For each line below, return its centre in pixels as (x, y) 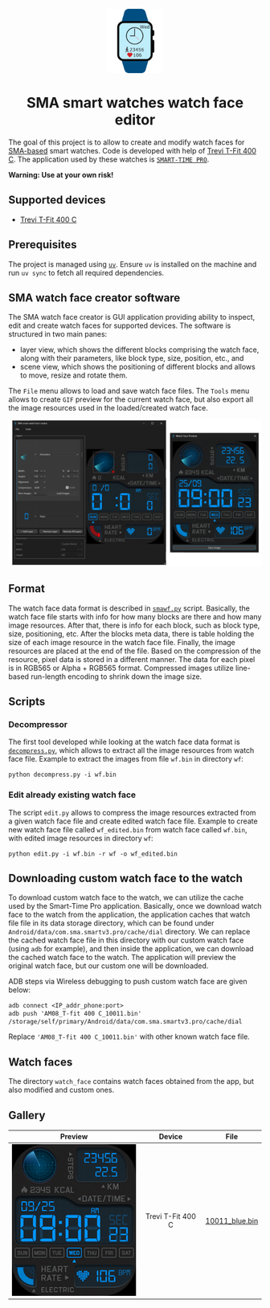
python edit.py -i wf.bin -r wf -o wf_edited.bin (93, 854)
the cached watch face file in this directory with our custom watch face (126, 940)
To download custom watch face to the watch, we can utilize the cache (126, 897)
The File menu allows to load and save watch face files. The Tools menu (129, 391)
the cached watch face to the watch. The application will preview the (122, 958)
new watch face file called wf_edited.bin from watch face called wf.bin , (128, 829)
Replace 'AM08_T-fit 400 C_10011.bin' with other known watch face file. (129, 1036)
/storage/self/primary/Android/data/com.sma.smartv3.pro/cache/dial (125, 1022)
